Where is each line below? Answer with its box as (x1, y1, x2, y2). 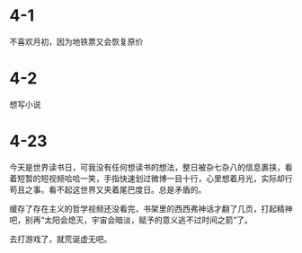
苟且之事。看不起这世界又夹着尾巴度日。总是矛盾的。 (9, 184, 207, 195)
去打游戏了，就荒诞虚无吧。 (9, 233, 112, 244)
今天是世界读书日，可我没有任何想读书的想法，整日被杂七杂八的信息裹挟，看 (9, 161, 293, 172)
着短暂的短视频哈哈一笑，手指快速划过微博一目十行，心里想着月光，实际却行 (9, 172, 293, 184)
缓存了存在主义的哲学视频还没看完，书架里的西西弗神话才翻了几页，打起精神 (9, 203, 293, 214)
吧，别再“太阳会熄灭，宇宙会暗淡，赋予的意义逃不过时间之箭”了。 (9, 214, 253, 225)
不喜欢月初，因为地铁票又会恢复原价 (9, 36, 144, 47)
